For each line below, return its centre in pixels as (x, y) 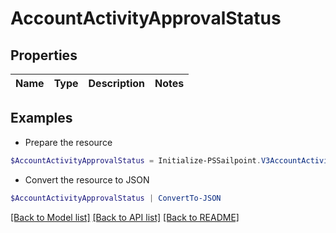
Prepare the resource (68, 142)
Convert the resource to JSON (87, 179)
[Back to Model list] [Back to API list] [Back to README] (125, 217)
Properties (44, 55)
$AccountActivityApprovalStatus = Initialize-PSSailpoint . (136, 160)
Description (116, 83)
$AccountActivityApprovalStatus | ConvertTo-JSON (116, 198)
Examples (41, 118)
